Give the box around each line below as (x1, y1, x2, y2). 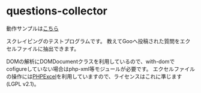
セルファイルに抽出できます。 (6, 45, 80, 52)
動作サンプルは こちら (6, 25, 59, 32)
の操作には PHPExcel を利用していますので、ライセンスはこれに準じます (6, 73, 182, 80)
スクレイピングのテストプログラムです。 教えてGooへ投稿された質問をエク (6, 37, 191, 44)
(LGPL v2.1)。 (6, 80, 40, 88)
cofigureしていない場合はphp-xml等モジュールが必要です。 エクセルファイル (6, 65, 196, 73)
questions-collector (6, 4, 108, 18)
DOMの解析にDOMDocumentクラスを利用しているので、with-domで (6, 58, 175, 65)
